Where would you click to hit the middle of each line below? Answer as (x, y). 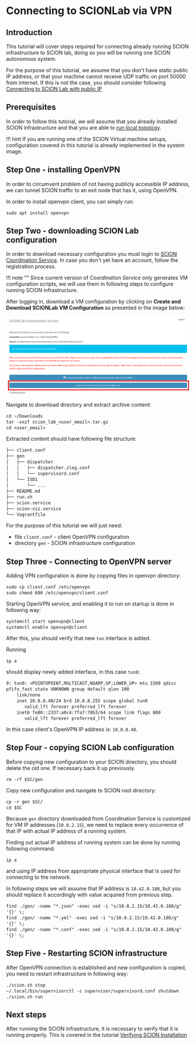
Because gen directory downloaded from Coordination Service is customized (98, 819)
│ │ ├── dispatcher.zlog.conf (48, 468)
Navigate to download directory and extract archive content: (79, 405)
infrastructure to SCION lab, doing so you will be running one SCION (88, 53)
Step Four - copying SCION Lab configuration (90, 748)
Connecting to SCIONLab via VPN (89, 11)
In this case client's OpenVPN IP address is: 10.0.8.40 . (72, 730)
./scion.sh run (25, 997)
